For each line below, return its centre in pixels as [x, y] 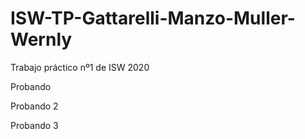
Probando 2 [34, 106]
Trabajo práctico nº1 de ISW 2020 [80, 67]
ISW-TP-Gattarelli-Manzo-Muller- [153, 18]
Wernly [41, 39]
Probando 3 [34, 125]
